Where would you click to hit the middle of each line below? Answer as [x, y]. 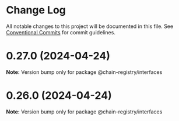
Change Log [36, 10]
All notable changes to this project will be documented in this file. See [90, 26]
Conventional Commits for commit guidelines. [61, 32]
